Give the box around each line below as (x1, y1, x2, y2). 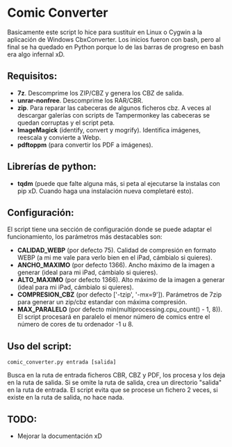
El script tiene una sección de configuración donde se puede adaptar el (7, 225, 212, 234)
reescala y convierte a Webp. (17, 133, 101, 141)
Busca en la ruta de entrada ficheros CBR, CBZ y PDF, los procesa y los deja (7, 371, 226, 379)
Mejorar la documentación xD (17, 432, 103, 440)
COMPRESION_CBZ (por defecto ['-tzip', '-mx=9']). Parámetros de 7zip (17, 290, 222, 299)
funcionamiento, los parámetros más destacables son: (7, 233, 163, 241)
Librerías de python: (7, 161, 97, 173)
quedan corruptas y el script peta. (17, 118, 115, 127)
